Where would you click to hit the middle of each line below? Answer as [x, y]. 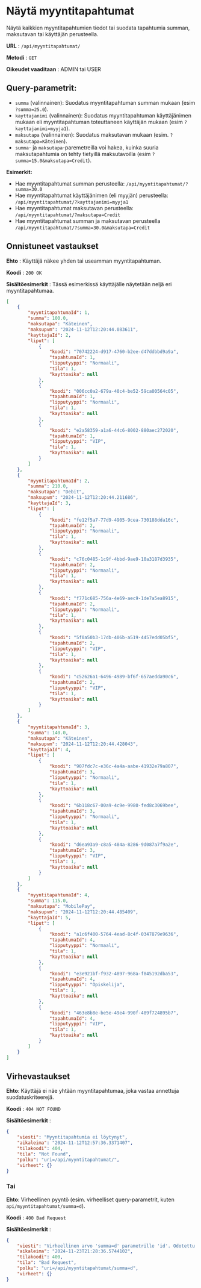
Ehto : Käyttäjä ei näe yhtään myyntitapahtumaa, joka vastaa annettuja [93, 1091]
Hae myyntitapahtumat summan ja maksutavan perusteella [88, 220]
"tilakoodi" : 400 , [40, 1257]
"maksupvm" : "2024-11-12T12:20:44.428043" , [83, 744]
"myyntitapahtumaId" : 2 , [59, 481]
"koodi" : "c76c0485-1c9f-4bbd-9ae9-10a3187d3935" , [114, 559]
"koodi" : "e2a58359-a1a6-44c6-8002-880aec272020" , [114, 430]
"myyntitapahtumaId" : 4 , [59, 895]
